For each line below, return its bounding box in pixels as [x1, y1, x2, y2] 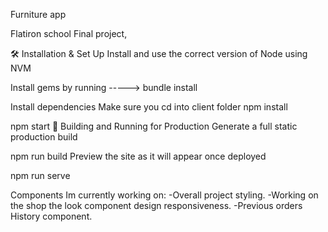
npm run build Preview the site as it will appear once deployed [10, 150, 267, 162]
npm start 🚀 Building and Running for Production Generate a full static [10, 120, 298, 132]
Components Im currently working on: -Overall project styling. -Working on [10, 189, 319, 201]
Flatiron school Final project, [10, 28, 128, 39]
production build [10, 131, 78, 143]
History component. [10, 210, 93, 222]
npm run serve [10, 170, 71, 181]
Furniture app [10, 9, 67, 20]
